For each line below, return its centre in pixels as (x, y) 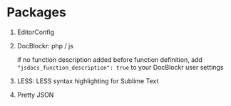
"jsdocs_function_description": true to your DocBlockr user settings (120, 67)
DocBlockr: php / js (45, 46)
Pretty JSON (35, 95)
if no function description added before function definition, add (109, 59)
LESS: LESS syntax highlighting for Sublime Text (88, 81)
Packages (37, 12)
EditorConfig (36, 32)
